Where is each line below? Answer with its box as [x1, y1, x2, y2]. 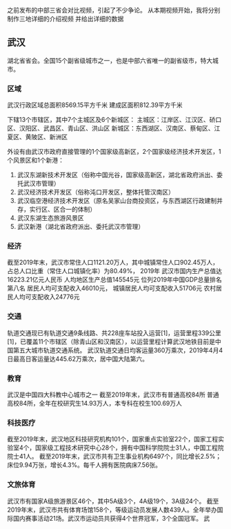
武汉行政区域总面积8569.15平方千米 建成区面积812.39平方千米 [7, 101, 183, 109]
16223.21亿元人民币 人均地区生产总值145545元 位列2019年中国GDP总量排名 [7, 275, 222, 284]
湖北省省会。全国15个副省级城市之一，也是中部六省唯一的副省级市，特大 [7, 56, 212, 64]
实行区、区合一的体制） [29, 206, 97, 214]
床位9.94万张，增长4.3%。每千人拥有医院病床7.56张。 [7, 461, 162, 469]
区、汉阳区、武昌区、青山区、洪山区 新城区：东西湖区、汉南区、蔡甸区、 [7, 124, 214, 132]
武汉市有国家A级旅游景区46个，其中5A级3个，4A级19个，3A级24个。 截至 [7, 497, 219, 505]
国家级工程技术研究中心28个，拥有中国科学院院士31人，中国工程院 [35, 443, 224, 452]
